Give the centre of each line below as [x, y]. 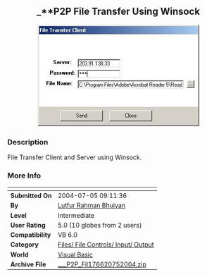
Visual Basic [75, 254]
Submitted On [31, 196]
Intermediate [76, 215]
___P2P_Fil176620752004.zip [102, 264]
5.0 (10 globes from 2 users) [100, 225]
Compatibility [31, 235]
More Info [24, 176]
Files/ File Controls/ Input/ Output [106, 245]
